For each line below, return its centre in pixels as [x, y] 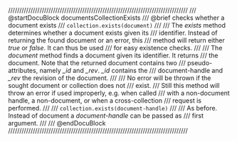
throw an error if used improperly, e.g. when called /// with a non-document [119, 93]
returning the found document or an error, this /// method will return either [116, 40]
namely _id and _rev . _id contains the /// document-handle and [131, 70]
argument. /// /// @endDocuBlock [57, 123]
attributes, [23, 70]
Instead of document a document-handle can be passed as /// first [106, 115]
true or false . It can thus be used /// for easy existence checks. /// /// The [115, 48]
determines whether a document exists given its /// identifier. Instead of [113, 33]
